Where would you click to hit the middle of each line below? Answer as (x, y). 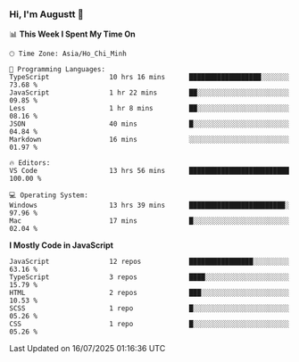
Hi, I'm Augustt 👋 (46, 14)
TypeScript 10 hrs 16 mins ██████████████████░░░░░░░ (149, 78)
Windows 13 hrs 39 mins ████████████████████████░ (149, 206)
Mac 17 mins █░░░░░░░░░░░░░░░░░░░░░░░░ (149, 221)
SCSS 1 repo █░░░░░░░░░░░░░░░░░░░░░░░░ (149, 309)
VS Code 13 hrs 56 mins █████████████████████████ (149, 171)
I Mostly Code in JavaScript (62, 245)
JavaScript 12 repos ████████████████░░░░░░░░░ (149, 262)
